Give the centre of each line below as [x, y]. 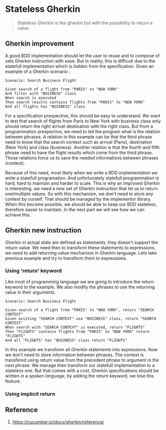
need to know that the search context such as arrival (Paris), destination [79, 142]
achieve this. [18, 215]
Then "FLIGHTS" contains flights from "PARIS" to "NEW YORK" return [77, 331]
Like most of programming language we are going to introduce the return [80, 281]
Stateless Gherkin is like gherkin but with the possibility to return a [85, 23]
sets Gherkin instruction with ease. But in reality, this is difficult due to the [80, 61]
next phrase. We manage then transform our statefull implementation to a [80, 365]
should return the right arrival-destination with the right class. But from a [79, 126]
